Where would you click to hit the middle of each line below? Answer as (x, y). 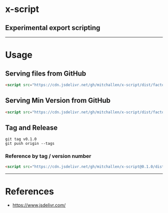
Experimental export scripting (53, 28)
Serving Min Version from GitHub (58, 100)
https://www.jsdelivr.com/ (39, 205)
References (29, 191)
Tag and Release (31, 128)
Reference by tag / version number (48, 156)
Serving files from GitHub (46, 73)
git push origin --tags (30, 144)
